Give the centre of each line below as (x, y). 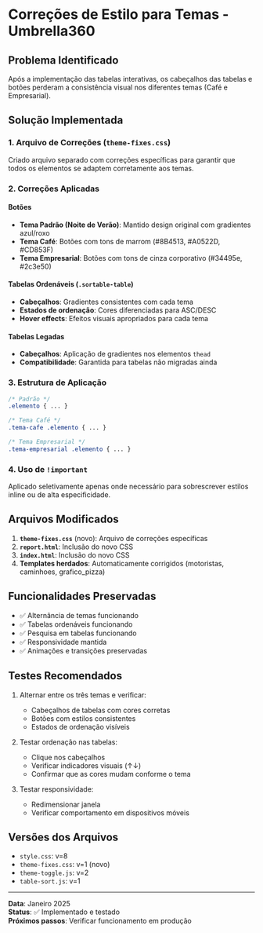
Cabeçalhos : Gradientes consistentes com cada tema (106, 302)
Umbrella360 (52, 31)
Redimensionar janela (66, 804)
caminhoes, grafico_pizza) (62, 572)
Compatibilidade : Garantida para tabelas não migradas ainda (118, 362)
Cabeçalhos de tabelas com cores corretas (101, 710)
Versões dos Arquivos (63, 837)
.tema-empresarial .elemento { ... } (70, 449)
